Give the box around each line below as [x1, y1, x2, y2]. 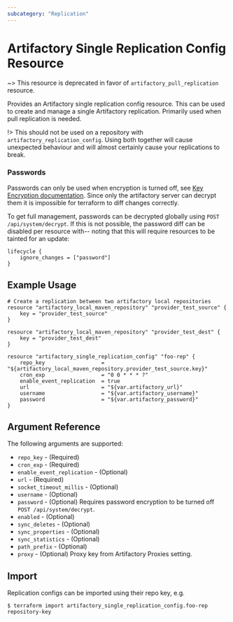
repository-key [7, 609, 52, 616]
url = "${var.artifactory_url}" [20, 383, 183, 391]
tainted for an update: [7, 234, 70, 242]
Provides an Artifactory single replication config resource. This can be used [7, 99, 225, 108]
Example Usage [7, 279, 77, 291]
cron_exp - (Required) [17, 460, 80, 469]
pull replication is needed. [7, 114, 82, 123]
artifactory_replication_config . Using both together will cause [7, 135, 193, 144]
